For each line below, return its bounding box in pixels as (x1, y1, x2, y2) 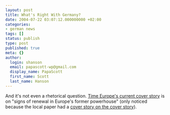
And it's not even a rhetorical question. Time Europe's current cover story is (5, 93, 165, 99)
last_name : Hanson (10, 79, 50, 84)
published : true (5, 45, 40, 51)
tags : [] (5, 31, 24, 36)
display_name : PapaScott (10, 70, 63, 75)
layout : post (5, 7, 33, 13)
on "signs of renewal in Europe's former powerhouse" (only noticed (5, 98, 148, 104)
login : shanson (10, 60, 42, 65)
